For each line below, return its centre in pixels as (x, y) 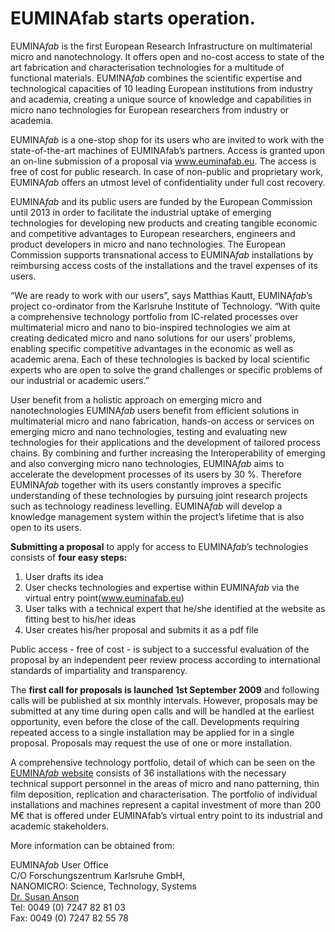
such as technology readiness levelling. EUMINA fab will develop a (146, 506)
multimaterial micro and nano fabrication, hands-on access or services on (162, 421)
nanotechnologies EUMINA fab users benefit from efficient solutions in (155, 410)
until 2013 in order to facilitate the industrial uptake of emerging (141, 212)
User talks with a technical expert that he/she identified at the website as (175, 608)
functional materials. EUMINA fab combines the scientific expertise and (156, 78)
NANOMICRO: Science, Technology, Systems (103, 886)
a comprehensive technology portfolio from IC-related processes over (154, 316)
